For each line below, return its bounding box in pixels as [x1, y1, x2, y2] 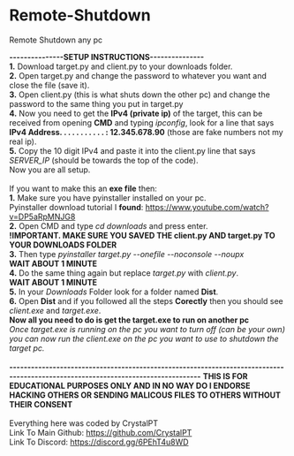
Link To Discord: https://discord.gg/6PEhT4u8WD [9, 437, 189, 447]
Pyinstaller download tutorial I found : [9, 201, 144, 212]
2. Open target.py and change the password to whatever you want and [9, 70, 267, 80]
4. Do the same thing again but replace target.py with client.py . [9, 267, 239, 278]
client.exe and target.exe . [9, 305, 102, 315]
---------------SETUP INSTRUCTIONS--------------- [9, 51, 205, 62]
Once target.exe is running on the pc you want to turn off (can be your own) [9, 323, 285, 334]
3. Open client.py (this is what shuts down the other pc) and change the [9, 89, 271, 100]
